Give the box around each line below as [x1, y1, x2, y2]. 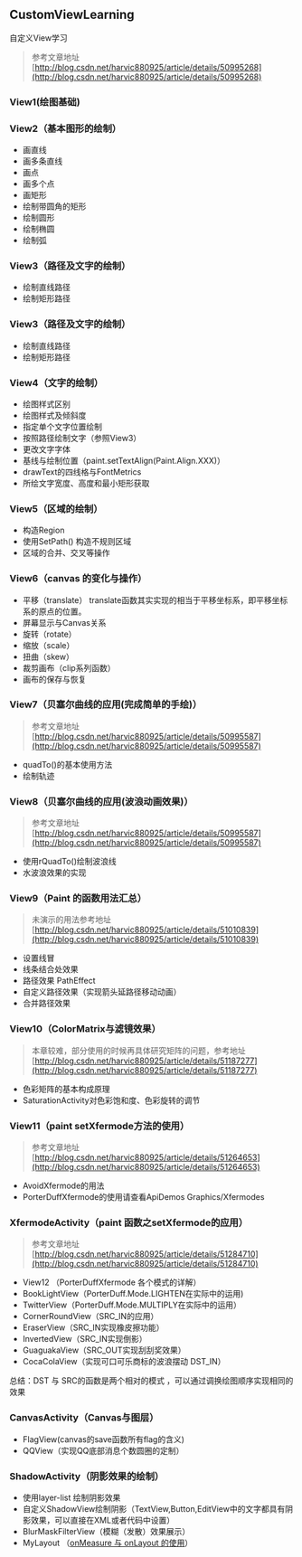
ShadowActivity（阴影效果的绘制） [9, 1469, 165, 1482]
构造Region [22, 524, 65, 536]
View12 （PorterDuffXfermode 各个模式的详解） [22, 1277, 202, 1288]
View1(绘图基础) [9, 95, 80, 108]
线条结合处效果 [22, 964, 79, 975]
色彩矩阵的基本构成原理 [22, 1083, 110, 1094]
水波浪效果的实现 [22, 867, 87, 878]
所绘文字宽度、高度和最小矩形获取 [22, 477, 150, 488]
